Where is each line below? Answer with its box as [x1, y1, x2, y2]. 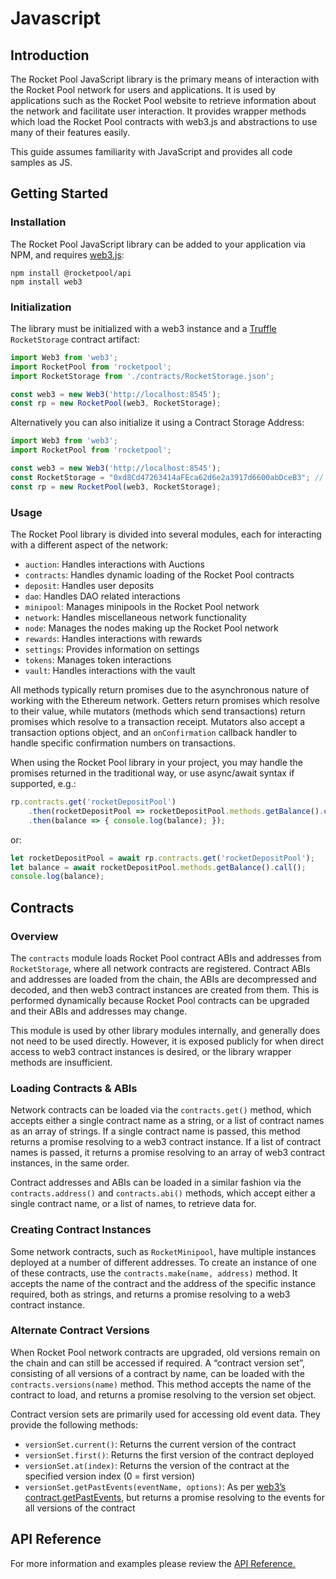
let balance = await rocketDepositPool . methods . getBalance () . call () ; [10, 862, 307, 872]
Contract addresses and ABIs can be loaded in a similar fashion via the [10, 1177, 302, 1189]
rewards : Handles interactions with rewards [24, 633, 203, 645]
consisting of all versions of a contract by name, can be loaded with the [10, 1367, 305, 1379]
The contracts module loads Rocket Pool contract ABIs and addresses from [10, 952, 322, 964]
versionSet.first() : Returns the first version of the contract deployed [24, 1448, 315, 1461]
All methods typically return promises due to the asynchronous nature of [10, 684, 310, 696]
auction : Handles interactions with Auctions [24, 558, 205, 571]
